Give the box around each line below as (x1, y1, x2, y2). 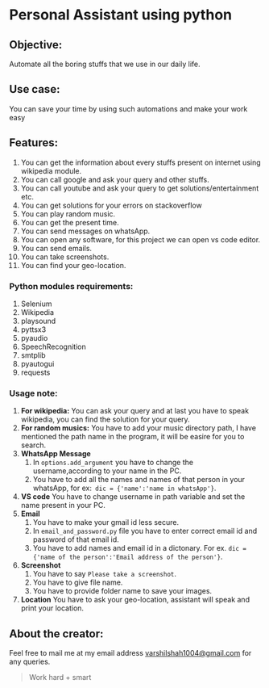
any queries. (9, 657, 51, 667)
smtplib (20, 350, 46, 360)
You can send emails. (20, 243, 92, 253)
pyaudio (20, 333, 48, 342)
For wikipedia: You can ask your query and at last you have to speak (20, 406, 249, 416)
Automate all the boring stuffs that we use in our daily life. (9, 59, 201, 69)
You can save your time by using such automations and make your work (9, 103, 248, 114)
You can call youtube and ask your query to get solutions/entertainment (20, 183, 259, 193)
